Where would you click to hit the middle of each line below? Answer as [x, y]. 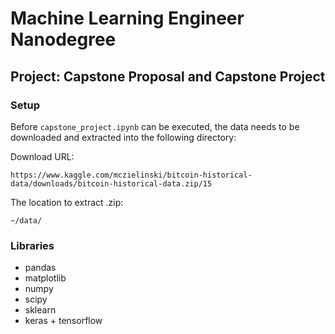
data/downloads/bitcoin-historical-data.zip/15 [111, 183]
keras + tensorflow [63, 321]
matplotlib [45, 278]
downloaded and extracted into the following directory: [123, 137]
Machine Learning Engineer [127, 18]
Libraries [32, 245]
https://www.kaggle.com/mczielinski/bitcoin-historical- [131, 175]
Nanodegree [63, 39]
